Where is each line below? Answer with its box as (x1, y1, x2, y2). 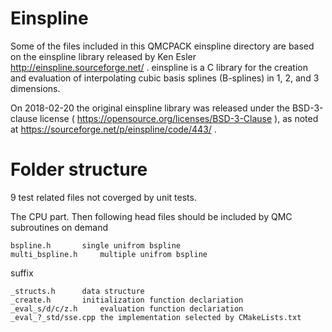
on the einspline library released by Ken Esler (10, 50, 197, 62)
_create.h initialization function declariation (10, 295, 244, 305)
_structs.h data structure (10, 286, 145, 296)
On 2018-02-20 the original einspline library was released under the (10, 102, 291, 114)
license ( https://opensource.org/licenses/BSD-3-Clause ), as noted (39, 112, 319, 124)
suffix (10, 267, 34, 279)
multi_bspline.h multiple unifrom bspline (10, 249, 208, 259)
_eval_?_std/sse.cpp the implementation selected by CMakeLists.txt (10, 312, 302, 322)
